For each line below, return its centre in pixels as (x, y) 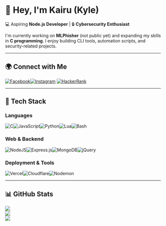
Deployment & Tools (30, 163)
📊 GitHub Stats (29, 194)
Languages (19, 116)
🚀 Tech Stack (26, 102)
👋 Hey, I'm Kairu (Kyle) (52, 10)
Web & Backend (24, 139)
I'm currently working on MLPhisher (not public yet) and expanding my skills (83, 35)
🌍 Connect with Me (36, 67)
